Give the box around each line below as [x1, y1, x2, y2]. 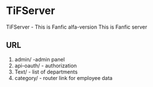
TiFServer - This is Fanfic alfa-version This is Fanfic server [6, 23, 148, 30]
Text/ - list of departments [14, 68, 78, 75]
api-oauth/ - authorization [14, 62, 77, 69]
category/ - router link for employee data [14, 74, 113, 81]
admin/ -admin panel [14, 55, 65, 62]
